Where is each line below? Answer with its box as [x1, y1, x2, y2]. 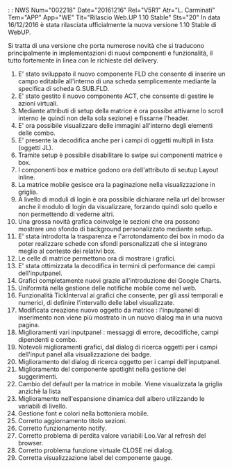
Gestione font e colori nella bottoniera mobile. [17, 409, 149, 418]
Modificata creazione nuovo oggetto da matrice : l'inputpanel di [17, 306, 200, 314]
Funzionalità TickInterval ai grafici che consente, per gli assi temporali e [17, 291, 224, 299]
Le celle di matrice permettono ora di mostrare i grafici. [17, 254, 176, 263]
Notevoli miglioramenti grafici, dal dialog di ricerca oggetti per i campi [17, 343, 218, 351]
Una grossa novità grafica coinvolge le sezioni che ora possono [17, 217, 200, 225]
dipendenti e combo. [17, 336, 78, 343]
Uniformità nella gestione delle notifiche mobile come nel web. [17, 284, 197, 292]
